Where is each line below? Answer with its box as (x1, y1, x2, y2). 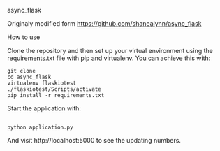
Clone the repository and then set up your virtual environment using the (7, 47, 213, 55)
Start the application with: (7, 104, 82, 113)
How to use (7, 33, 41, 41)
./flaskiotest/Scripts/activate (7, 86, 101, 93)
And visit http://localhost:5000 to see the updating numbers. (7, 136, 182, 144)
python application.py (7, 124, 73, 131)
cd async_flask (7, 73, 52, 80)
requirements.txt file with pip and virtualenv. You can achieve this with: (7, 54, 211, 62)
